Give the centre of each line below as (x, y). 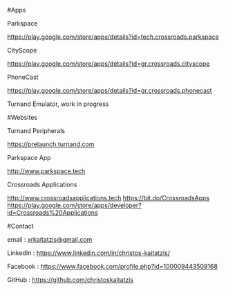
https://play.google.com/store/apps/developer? (74, 205)
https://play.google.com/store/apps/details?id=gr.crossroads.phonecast (110, 90)
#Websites (22, 117)
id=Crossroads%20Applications (53, 213)
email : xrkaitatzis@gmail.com (50, 239)
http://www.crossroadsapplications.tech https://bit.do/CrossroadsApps (108, 198)
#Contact (20, 226)
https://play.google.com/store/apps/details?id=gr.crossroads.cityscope (109, 64)
